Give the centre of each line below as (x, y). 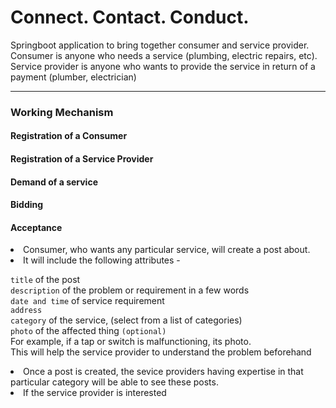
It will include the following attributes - (102, 260)
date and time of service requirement (87, 301)
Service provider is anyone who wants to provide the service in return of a (163, 66)
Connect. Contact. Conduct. (130, 17)
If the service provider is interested (95, 393)
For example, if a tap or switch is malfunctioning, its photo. (131, 342)
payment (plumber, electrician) (73, 77)
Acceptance (36, 227)
